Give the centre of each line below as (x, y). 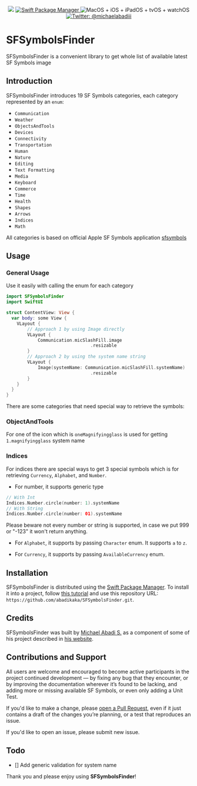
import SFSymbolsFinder (35, 296)
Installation (27, 573)
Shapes (23, 208)
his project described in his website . (50, 638)
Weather (24, 120)
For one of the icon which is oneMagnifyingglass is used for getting (87, 435)
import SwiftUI (25, 302)
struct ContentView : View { (41, 313)
